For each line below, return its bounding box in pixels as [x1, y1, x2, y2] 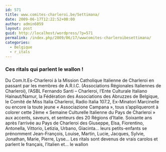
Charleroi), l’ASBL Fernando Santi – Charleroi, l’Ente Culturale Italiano [5, 88, 147, 94]
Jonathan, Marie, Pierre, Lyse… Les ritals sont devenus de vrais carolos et [5, 136, 158, 142]
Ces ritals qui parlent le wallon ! [5, 66, 84, 73]
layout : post [5, 26, 33, 31]
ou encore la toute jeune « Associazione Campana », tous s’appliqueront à [5, 104, 159, 110]
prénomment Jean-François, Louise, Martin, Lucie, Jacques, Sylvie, [5, 130, 145, 136]
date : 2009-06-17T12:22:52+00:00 [5, 17, 75, 22]
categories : [5, 40, 30, 45]
